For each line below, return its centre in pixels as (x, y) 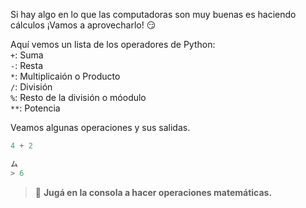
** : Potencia (35, 108)
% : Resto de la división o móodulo (78, 97)
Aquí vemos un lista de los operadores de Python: (113, 44)
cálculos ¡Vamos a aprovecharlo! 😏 (83, 25)
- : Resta (27, 65)
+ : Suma (27, 55)
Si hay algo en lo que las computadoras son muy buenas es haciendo (153, 14)
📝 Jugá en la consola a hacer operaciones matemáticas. (153, 192)
